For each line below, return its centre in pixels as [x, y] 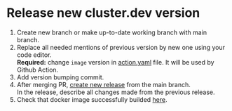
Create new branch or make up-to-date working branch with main [112, 32]
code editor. [34, 55]
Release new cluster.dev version [103, 13]
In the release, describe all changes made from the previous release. [116, 92]
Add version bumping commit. [60, 77]
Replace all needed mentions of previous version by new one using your [121, 47]
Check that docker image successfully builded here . [92, 99]
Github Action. [37, 70]
